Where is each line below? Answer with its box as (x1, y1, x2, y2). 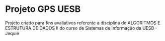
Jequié (5, 30, 19, 36)
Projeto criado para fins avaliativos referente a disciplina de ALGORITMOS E (5, 20, 161, 26)
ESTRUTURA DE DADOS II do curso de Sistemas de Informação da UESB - (5, 25, 158, 31)
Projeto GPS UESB (5, 3, 81, 15)
